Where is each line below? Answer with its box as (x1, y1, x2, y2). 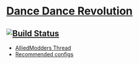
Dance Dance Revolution (6, 4, 133, 18)
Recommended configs (15, 51, 74, 58)
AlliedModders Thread (15, 44, 72, 51)
